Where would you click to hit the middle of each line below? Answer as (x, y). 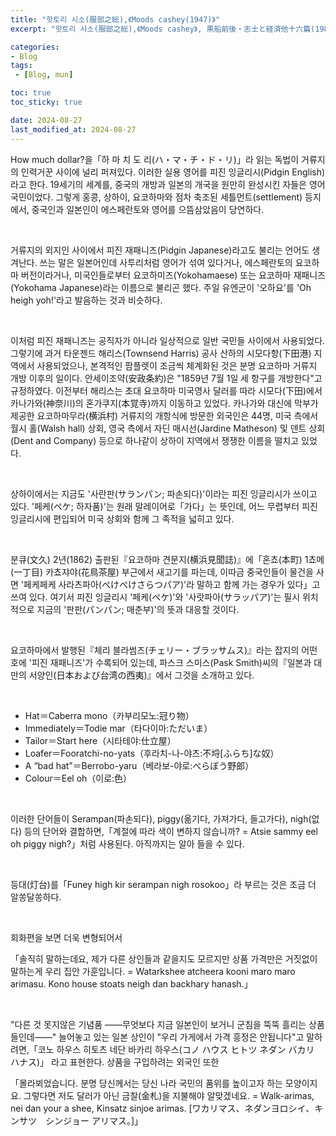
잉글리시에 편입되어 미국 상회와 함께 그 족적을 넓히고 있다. (122, 518)
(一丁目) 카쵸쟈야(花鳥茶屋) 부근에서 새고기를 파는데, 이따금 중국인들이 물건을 (162, 572)
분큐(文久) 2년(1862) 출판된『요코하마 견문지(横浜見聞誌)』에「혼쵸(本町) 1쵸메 (167, 559)
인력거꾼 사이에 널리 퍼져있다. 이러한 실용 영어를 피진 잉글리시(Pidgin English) (173, 172)
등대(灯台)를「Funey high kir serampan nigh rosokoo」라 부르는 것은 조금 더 (163, 884)
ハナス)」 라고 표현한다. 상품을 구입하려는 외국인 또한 (115, 1062)
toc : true (31, 93)
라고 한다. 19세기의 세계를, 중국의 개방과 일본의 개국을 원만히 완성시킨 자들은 (158, 184)
